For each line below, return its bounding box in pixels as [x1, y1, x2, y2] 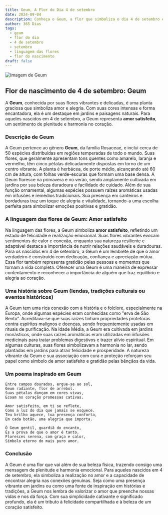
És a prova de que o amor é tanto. [5, 430, 79, 435]
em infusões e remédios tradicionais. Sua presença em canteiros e [5, 193, 142, 199]
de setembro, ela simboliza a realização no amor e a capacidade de [5, 472, 144, 478]
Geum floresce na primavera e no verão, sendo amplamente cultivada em [5, 177, 156, 183]
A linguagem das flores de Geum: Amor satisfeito [5, 216, 127, 223]
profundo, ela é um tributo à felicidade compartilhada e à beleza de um [5, 499, 151, 505]
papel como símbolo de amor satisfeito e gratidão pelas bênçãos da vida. [5, 358, 156, 364]
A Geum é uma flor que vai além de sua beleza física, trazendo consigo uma [5, 462, 162, 468]
